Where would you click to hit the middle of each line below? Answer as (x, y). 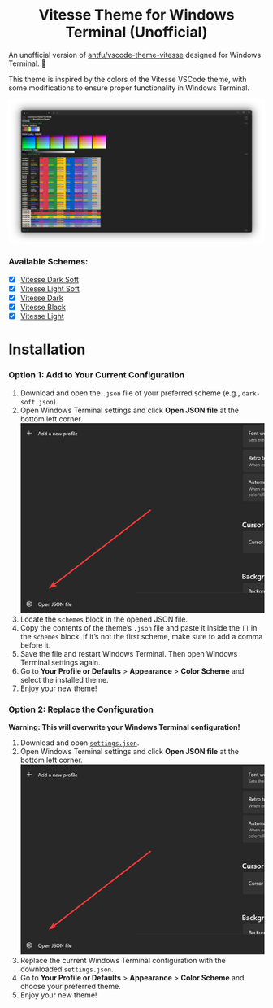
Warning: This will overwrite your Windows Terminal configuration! (124, 727)
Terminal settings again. (60, 662)
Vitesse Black (43, 307)
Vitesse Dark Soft (50, 279)
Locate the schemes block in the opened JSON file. (104, 619)
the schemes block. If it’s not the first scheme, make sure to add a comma (141, 636)
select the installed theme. (64, 679)
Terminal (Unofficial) (136, 32)
